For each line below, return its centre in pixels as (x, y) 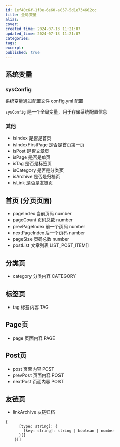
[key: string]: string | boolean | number (69, 431)
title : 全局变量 (21, 15)
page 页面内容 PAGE (34, 338)
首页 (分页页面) (29, 200)
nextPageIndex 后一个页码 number (49, 233)
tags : (11, 43)
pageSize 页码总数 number (41, 239)
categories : (18, 39)
